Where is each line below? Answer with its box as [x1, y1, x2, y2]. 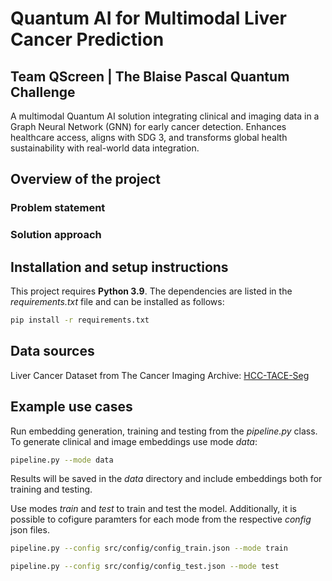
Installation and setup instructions [10, 258, 229, 276]
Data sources [10, 343, 95, 360]
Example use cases [10, 398, 133, 416]
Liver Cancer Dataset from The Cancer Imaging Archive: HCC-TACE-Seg [10, 369, 310, 381]
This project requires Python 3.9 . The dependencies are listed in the [10, 285, 293, 297]
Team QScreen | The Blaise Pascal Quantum [10, 68, 290, 85]
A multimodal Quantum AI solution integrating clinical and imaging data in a [10, 110, 320, 122]
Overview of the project [10, 171, 162, 188]
